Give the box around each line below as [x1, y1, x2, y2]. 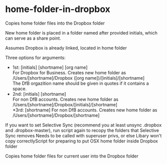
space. [12, 85, 27, 91]
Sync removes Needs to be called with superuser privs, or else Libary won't [5, 132, 162, 138]
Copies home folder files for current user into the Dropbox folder [5, 153, 139, 159]
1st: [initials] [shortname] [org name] [12, 64, 88, 70]
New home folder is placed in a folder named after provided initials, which [5, 30, 158, 36]
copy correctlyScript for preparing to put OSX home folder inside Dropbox [5, 138, 158, 144]
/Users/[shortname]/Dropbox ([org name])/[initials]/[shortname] [12, 75, 144, 81]
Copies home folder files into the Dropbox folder [5, 20, 105, 26]
